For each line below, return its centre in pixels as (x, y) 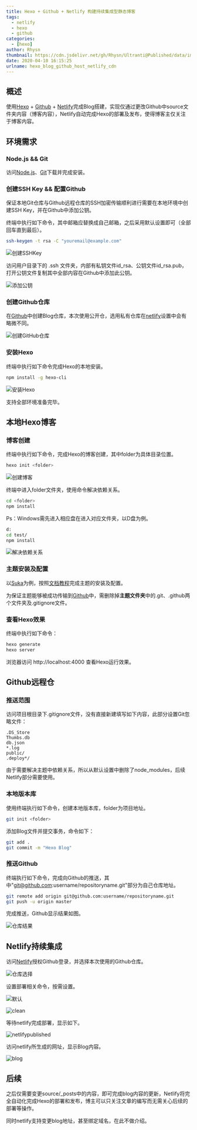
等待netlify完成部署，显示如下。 (45, 1023)
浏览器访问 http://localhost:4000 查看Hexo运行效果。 (70, 662)
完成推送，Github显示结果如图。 (45, 913)
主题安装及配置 (27, 569)
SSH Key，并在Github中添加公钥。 (53, 210)
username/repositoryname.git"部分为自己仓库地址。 (116, 885)
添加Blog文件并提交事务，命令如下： (50, 831)
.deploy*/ (18, 758)
